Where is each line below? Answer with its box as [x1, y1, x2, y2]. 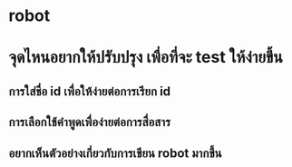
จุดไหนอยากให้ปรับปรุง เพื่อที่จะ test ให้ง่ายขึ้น [8, 47, 283, 68]
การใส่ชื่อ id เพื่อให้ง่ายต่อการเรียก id [8, 83, 171, 99]
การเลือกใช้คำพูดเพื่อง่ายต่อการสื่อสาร [8, 114, 171, 130]
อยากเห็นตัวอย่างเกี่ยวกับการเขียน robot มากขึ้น [8, 145, 223, 161]
